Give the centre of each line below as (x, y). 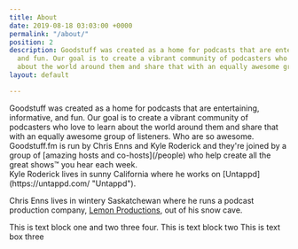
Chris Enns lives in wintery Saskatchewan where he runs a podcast (132, 200)
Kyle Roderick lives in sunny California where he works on (115, 174)
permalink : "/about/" (49, 34)
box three (27, 237)
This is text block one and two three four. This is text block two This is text (145, 227)
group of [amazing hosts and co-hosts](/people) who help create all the (140, 155)
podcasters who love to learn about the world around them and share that (144, 127)
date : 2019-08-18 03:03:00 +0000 (71, 26)
